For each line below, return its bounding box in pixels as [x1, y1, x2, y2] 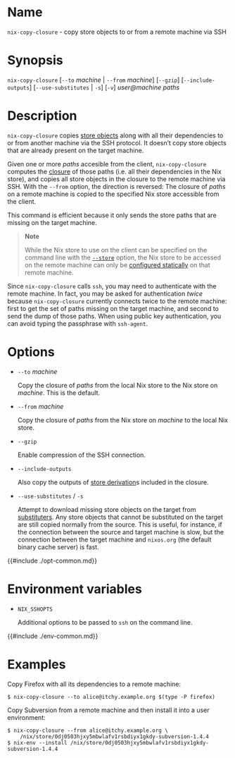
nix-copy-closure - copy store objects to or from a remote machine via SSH [7, 27, 227, 36]
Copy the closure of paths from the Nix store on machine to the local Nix [17, 415, 229, 424]
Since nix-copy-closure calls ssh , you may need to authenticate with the [7, 281, 217, 290]
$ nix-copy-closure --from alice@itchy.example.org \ [7, 727, 169, 734]
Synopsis [7, 52, 63, 68]
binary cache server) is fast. [17, 542, 100, 551]
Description [7, 108, 77, 124]
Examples [7, 656, 66, 672]
